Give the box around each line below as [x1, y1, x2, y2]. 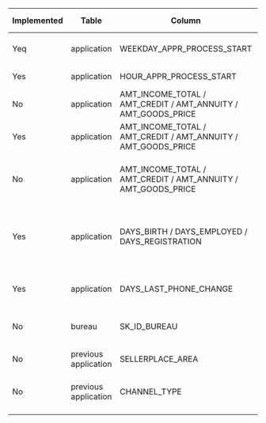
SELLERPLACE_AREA [120, 353, 199, 364]
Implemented [12, 15, 63, 26]
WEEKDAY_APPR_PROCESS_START [120, 43, 253, 54]
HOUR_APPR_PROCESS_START [120, 71, 237, 81]
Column [170, 15, 202, 26]
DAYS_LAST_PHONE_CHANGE [120, 284, 234, 294]
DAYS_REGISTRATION [120, 236, 202, 247]
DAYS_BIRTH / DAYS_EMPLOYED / [120, 226, 248, 236]
